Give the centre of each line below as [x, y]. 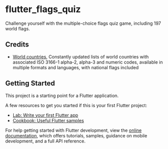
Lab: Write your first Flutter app [45, 115]
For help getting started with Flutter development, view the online [74, 130]
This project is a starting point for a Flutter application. [62, 95]
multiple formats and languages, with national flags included [76, 67]
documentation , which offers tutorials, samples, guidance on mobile [76, 135]
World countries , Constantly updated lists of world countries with [80, 57]
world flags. [18, 28]
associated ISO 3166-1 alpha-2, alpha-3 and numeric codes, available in [88, 62]
